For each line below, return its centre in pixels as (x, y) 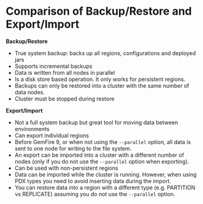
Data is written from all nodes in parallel (65, 72)
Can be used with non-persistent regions (66, 168)
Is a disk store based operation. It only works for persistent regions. (100, 79)
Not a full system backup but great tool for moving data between (96, 122)
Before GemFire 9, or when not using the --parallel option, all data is (103, 142)
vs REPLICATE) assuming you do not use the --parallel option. (95, 194)
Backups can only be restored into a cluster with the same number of (102, 85)
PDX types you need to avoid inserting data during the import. (93, 181)
